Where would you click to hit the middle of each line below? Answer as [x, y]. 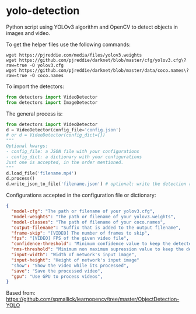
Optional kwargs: [27, 146]
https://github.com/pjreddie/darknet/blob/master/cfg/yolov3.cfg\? [103, 60]
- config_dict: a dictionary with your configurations [74, 157]
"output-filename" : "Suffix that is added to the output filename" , [96, 228]
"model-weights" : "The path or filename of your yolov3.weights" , [94, 217]
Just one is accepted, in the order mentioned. [65, 162]
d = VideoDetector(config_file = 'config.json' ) [64, 130]
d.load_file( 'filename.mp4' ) [41, 173]
